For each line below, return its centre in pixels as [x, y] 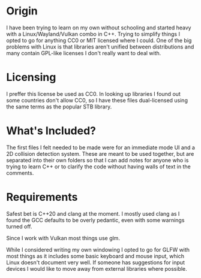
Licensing [31, 78]
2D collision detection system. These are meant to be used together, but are [100, 153]
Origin [22, 11]
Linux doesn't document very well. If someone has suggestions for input [95, 262]
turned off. [19, 226]
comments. [20, 173]
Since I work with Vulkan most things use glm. [63, 238]
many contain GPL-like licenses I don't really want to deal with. [84, 53]
